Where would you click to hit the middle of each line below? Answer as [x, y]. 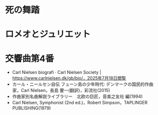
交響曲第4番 [29, 58]
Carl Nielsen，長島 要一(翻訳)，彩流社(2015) [66, 91]
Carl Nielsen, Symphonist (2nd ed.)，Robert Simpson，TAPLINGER [80, 103]
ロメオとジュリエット [48, 34]
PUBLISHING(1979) [31, 108]
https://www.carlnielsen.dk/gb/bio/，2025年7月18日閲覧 [69, 78]
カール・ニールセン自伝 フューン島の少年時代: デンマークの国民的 [79, 84]
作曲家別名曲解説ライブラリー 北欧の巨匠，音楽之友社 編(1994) [78, 96]
